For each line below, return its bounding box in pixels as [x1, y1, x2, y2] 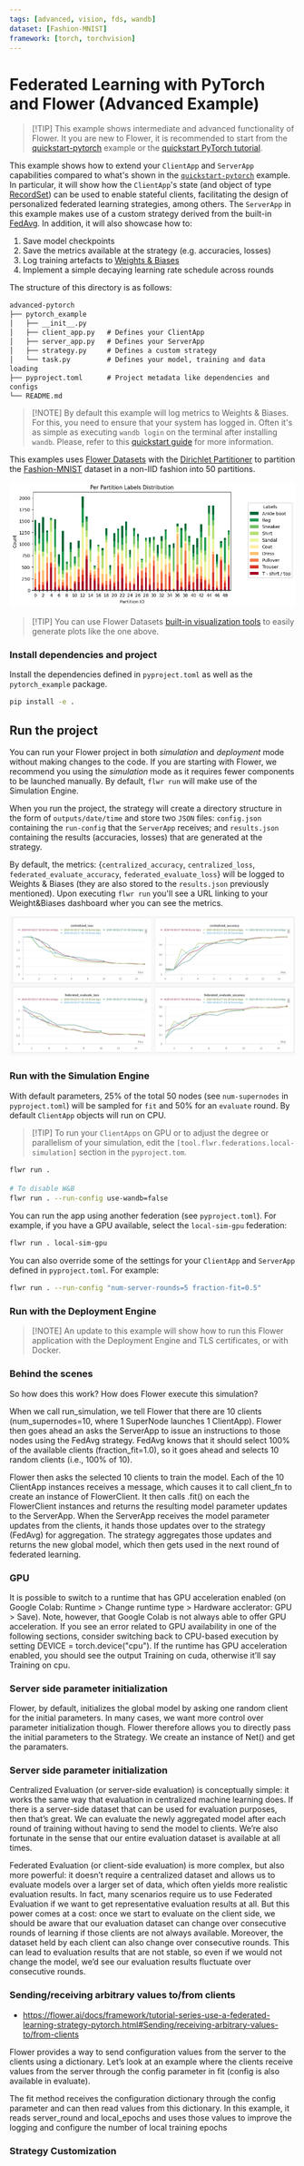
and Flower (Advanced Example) [9, 94, 260, 113]
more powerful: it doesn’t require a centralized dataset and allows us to [9, 1870, 276, 1881]
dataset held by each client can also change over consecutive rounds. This [9, 1937, 290, 1948]
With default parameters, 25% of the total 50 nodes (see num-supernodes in [9, 1090, 289, 1101]
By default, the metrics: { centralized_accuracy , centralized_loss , [9, 859, 256, 871]
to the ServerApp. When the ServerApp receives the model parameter [9, 1510, 270, 1521]
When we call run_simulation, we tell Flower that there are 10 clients [9, 1405, 262, 1416]
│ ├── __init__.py [9, 319, 88, 329]
